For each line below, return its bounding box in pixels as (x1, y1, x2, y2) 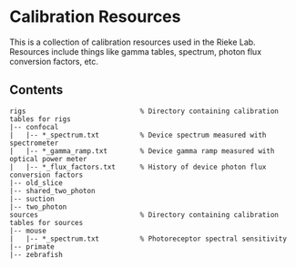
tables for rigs (9, 114, 71, 124)
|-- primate (9, 242, 55, 252)
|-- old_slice (9, 178, 64, 188)
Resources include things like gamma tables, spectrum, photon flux (9, 46, 262, 57)
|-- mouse (9, 226, 47, 235)
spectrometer (9, 139, 59, 148)
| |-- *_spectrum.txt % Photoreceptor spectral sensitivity (9, 234, 287, 243)
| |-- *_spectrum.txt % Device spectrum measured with (9, 130, 267, 139)
